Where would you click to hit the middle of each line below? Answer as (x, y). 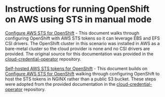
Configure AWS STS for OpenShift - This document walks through (72, 33)
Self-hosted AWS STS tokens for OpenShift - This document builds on (76, 68)
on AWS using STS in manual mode (78, 19)
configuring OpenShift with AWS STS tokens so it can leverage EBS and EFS (82, 38)
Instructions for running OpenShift (77, 9)
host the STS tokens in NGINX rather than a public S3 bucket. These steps (81, 79)
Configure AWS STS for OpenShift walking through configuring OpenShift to (82, 73)
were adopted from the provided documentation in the (60, 84)
